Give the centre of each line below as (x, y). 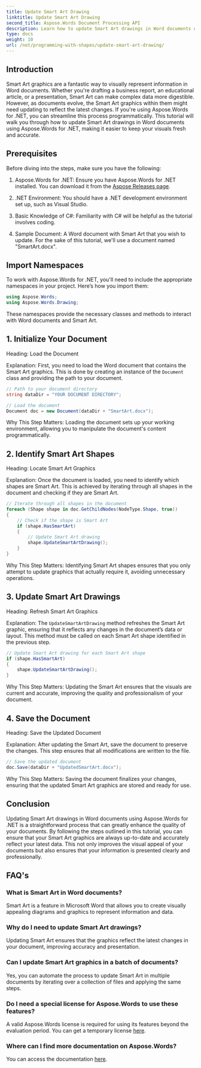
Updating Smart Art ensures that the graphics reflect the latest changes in (97, 940)
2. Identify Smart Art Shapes (60, 454)
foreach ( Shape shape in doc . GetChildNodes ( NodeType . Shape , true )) (92, 509)
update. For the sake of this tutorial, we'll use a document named (95, 240)
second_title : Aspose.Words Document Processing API (73, 23)
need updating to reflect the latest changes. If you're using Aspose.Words (97, 109)
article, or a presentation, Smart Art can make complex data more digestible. (100, 96)
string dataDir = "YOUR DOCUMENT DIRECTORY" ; (64, 394)
